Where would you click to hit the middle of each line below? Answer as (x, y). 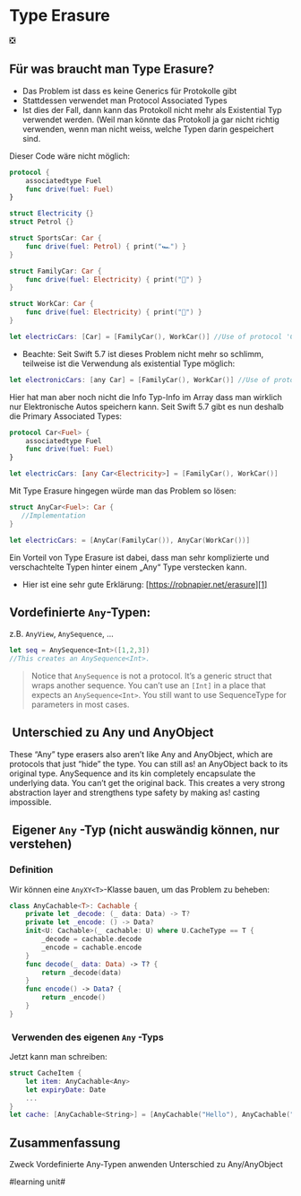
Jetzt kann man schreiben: (58, 1057)
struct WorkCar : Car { (52, 304)
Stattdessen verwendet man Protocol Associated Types (125, 100)
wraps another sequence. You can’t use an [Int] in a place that (148, 685)
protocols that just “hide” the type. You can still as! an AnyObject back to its (149, 764)
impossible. (30, 802)
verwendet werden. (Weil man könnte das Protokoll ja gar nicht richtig (150, 119)
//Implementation (54, 515)
